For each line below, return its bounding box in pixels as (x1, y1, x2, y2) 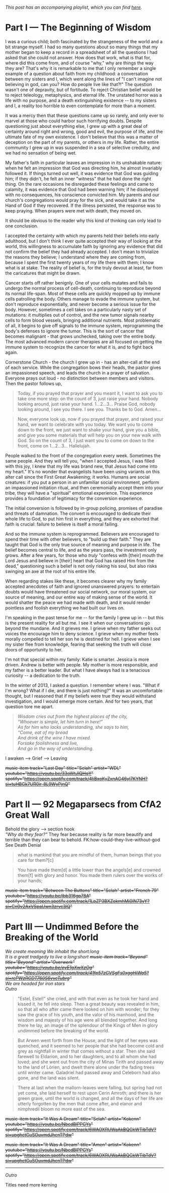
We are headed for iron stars (5, 980, 65, 986)
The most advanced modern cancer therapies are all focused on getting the (5, 338, 162, 344)
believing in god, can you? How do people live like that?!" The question (5, 81, 152, 87)
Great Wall (5, 809, 50, 821)
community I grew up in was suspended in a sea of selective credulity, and (5, 144, 160, 151)
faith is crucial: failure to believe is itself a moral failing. (5, 521, 119, 527)
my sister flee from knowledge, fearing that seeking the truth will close (5, 641, 152, 647)
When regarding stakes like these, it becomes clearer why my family (5, 578, 147, 584)
